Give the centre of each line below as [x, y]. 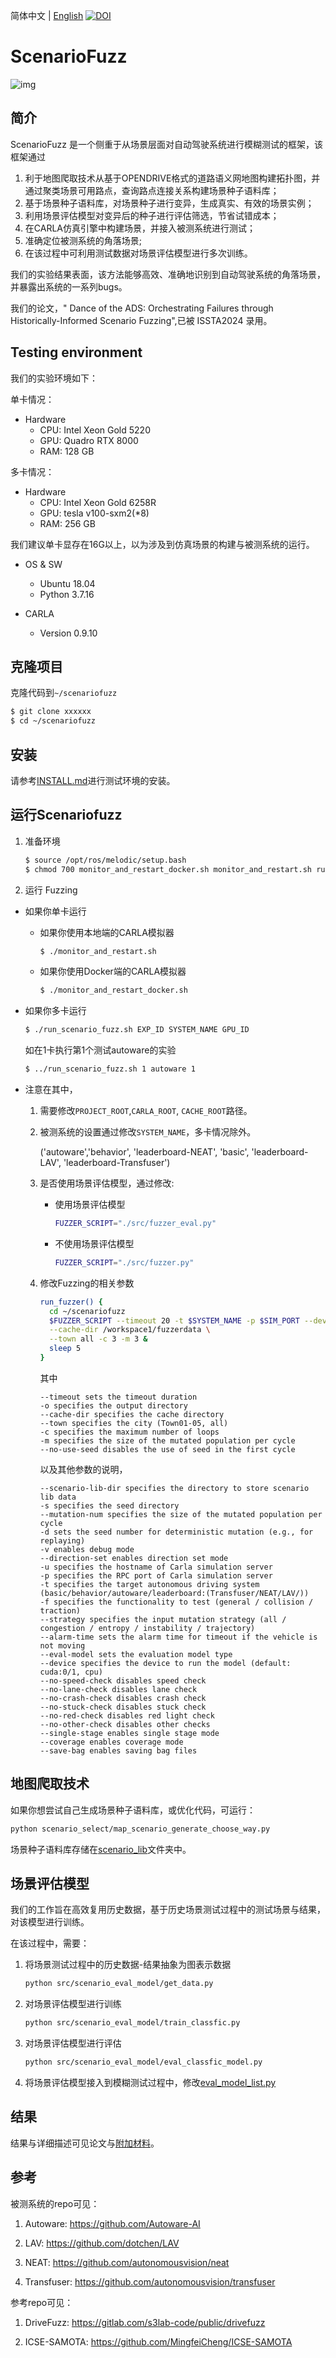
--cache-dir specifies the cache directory [132, 1414]
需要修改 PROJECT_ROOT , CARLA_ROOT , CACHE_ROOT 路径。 [146, 1110]
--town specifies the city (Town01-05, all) [134, 1423]
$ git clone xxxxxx [51, 712]
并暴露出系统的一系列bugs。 [69, 286]
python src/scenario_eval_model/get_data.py [119, 1984]
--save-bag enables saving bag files [118, 1750]
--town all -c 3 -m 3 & [98, 1339]
